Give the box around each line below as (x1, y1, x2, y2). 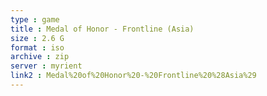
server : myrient (10, 61, 83, 71)
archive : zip (10, 52, 70, 62)
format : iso (10, 42, 65, 53)
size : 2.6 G (10, 33, 65, 43)
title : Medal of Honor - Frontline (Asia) (10, 24, 195, 34)
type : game (10, 14, 60, 25)
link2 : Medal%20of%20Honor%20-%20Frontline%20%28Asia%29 (10, 71, 257, 81)
